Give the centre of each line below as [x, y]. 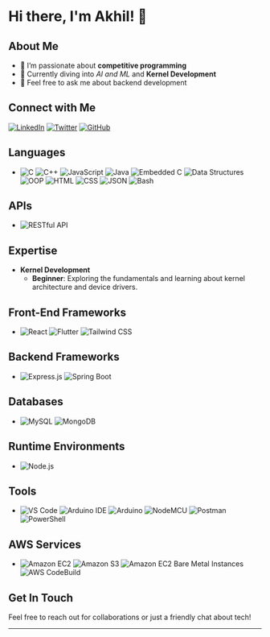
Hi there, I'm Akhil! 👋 [78, 17]
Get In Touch [41, 598]
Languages [37, 153]
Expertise [33, 250]
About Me [33, 46]
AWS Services [45, 544]
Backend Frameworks [64, 357]
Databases [36, 402]
